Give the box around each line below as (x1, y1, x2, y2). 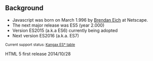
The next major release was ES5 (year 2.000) (12, 22, 105, 28)
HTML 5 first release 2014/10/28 (5, 51, 71, 57)
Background (5, 4, 43, 12)
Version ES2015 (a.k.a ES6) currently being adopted (12, 27, 118, 33)
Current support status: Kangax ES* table (5, 42, 76, 47)
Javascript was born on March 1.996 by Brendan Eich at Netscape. (12, 17, 148, 23)
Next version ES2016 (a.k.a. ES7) (12, 32, 79, 38)
